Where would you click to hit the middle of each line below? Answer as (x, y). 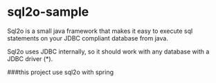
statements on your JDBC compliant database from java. (88, 38)
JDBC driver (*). (30, 58)
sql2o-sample (48, 12)
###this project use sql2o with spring (61, 72)
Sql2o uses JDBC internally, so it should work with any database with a (108, 51)
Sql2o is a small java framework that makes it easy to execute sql (100, 31)
